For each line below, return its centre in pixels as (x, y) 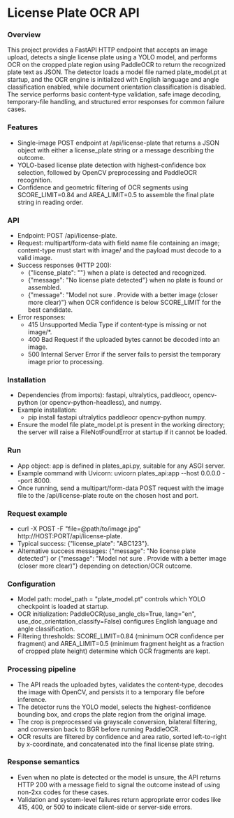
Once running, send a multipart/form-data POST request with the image (120, 488)
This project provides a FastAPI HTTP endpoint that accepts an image (108, 50)
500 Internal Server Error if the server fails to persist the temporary (124, 354)
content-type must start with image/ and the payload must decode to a (119, 250)
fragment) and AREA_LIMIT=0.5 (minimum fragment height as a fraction (121, 644)
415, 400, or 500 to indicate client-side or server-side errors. (105, 807)
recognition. (35, 180)
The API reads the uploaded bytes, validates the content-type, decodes (120, 684)
